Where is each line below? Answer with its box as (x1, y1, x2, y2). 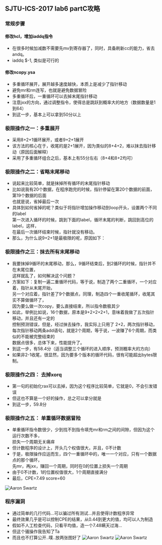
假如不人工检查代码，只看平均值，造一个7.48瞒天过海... (12, 522, 122, 528)
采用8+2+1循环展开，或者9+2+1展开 (12, 137, 84, 143)
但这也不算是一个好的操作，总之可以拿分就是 (12, 395, 102, 401)
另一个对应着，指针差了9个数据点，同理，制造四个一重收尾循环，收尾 (12, 291, 151, 297)
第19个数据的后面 (12, 193, 47, 199)
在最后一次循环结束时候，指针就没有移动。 (12, 229, 97, 235)
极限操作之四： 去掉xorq (5, 371, 62, 378)
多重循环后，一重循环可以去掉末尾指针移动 (12, 93, 97, 99)
